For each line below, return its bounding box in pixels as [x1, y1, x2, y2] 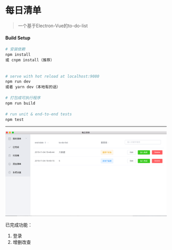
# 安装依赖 [5, 47, 26, 52]
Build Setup [5, 34, 31, 41]
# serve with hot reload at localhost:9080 [5, 74, 100, 79]
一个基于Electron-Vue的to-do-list [17, 23, 88, 29]
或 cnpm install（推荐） [5, 57, 55, 62]
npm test [5, 117, 24, 122]
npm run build [5, 100, 36, 106]
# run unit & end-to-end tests [5, 111, 72, 117]
